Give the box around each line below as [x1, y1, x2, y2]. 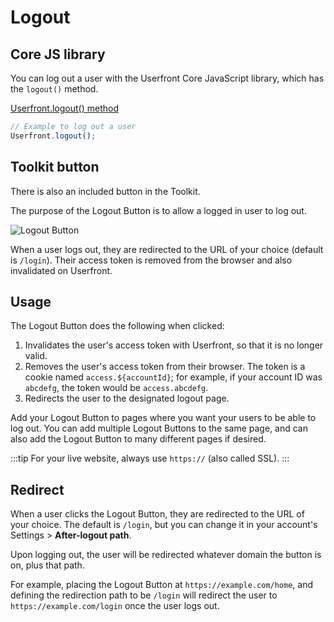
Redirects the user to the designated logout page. [24, 392, 230, 405]
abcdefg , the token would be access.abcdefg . [24, 382, 209, 394]
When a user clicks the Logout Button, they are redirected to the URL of [10, 508, 305, 520]
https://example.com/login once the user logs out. [10, 600, 220, 612]
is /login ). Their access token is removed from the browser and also [10, 254, 293, 266]
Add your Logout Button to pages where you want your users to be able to [10, 412, 317, 424]
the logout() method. [10, 83, 99, 95]
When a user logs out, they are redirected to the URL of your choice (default [10, 243, 324, 255]
